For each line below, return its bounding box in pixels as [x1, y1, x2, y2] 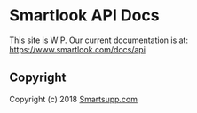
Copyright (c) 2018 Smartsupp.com [9, 93, 138, 104]
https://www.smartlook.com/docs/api [9, 44, 146, 54]
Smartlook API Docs [9, 5, 160, 26]
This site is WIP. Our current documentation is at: [9, 35, 189, 45]
